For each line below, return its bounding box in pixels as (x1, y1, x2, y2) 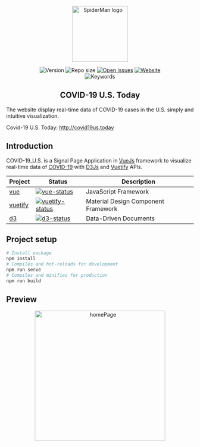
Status (48, 177, 68, 186)
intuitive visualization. (6, 112, 60, 119)
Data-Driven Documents (86, 214, 155, 223)
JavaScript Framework (86, 187, 149, 196)
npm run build (6, 277, 42, 284)
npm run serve (6, 267, 42, 273)
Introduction (6, 141, 54, 151)
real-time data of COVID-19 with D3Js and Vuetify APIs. (6, 163, 143, 170)
